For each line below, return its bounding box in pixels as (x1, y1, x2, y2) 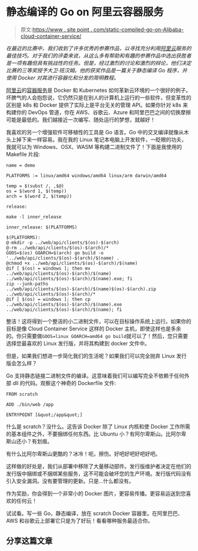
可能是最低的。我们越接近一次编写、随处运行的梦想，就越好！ (6, 116, 156, 123)
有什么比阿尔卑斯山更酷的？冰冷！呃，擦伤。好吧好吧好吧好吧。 (6, 450, 160, 457)
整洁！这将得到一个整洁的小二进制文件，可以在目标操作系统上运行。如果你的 (6, 317, 192, 324)
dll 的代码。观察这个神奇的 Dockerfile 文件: (12, 379, 116, 386)
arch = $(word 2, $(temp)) (6, 193, 72, 199)
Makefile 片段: (6, 151, 41, 158)
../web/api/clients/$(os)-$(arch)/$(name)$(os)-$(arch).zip (6, 286, 157, 292)
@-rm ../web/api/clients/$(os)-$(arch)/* (6, 245, 109, 251)
